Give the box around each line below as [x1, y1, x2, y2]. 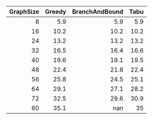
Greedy [44, 8, 66, 15]
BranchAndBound [72, 8, 123, 15]
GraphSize [9, 8, 40, 15]
